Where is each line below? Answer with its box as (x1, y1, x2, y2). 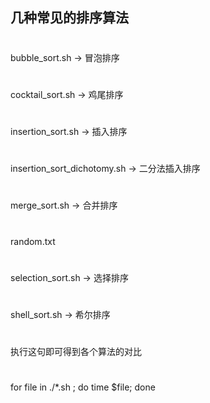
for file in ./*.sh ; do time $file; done (10, 381, 156, 393)
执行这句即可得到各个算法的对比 (10, 346, 142, 358)
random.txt (10, 235, 56, 247)
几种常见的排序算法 (10, 9, 129, 27)
